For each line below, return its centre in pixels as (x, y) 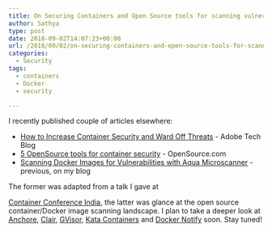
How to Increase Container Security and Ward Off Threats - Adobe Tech (140, 137)
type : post (27, 31)
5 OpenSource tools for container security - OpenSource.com (123, 154)
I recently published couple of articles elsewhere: (91, 121)
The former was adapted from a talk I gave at (84, 187)
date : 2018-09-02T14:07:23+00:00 (65, 38)
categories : (28, 53)
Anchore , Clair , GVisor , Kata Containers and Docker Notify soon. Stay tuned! (136, 220)
